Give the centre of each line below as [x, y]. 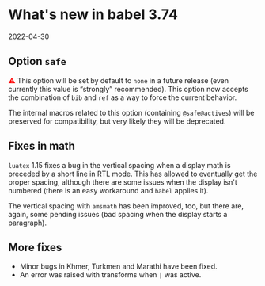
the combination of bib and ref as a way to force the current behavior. [123, 97]
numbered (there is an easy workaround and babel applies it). [108, 190]
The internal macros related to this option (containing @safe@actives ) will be [131, 112]
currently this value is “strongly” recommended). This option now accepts [129, 89]
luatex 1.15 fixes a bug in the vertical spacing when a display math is [119, 165]
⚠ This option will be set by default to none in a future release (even [119, 80]
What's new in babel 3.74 [93, 15]
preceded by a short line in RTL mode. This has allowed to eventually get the [133, 174]
